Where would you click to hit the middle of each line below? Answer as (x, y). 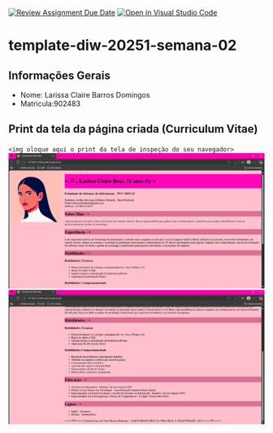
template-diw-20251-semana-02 (123, 46)
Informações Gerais (60, 75)
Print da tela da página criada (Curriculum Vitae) (133, 129)
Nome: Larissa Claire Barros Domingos (85, 95)
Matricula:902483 (50, 103)
